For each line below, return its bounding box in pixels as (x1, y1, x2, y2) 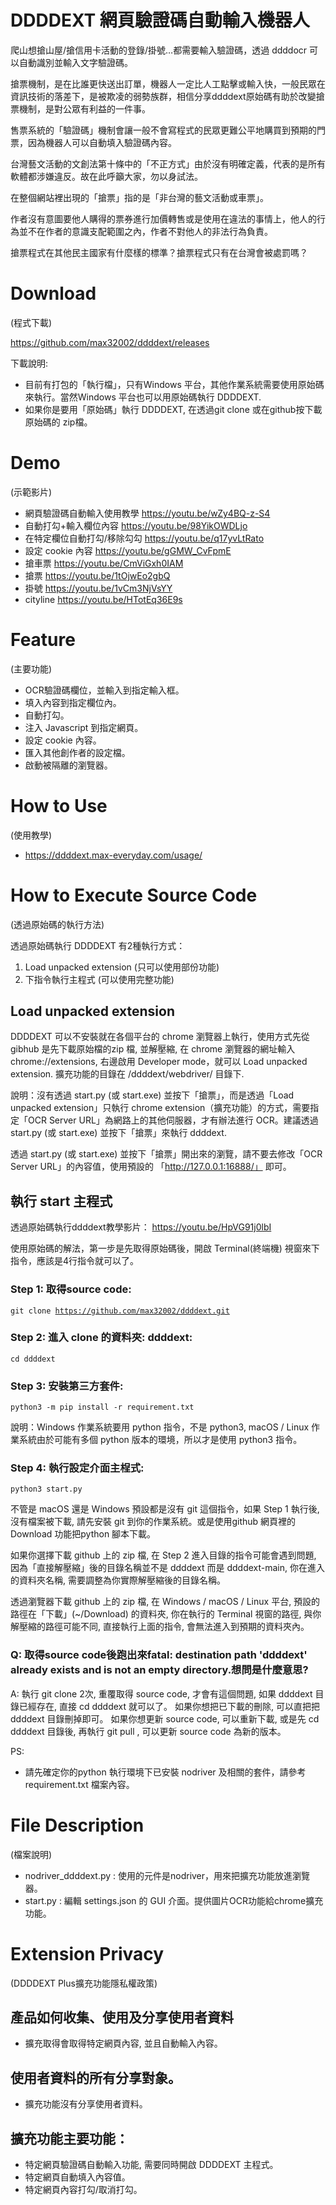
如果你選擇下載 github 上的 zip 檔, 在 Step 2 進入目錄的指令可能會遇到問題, (10, 1549, 317, 1561)
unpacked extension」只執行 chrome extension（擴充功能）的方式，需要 (10, 1102, 311, 1114)
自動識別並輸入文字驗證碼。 (18, 56, 133, 68)
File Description (10, 1814, 145, 1836)
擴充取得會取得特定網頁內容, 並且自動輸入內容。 (24, 2037, 223, 2050)
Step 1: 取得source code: (10, 1282, 132, 1296)
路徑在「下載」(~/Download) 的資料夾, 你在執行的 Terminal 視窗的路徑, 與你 (10, 1608, 322, 1620)
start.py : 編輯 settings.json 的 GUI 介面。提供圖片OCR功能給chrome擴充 (24, 1894, 324, 1906)
